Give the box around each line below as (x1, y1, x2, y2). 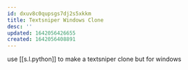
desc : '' (7, 23, 33, 30)
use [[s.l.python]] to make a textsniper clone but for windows (7, 55, 182, 63)
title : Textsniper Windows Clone (7, 17, 104, 24)
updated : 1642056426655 (7, 29, 76, 37)
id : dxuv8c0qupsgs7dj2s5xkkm (7, 10, 92, 17)
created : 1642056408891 (7, 36, 76, 43)
